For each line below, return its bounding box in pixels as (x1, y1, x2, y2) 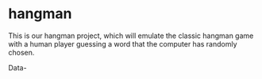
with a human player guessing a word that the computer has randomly (8, 39, 237, 48)
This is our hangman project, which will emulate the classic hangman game (8, 31, 254, 40)
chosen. (8, 47, 35, 57)
